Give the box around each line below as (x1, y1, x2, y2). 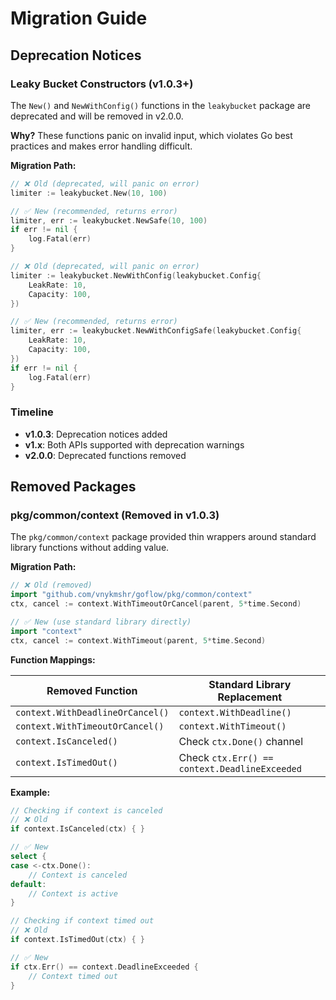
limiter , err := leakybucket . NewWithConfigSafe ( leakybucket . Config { (10, 326, 302, 336)
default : (10, 879, 47, 889)
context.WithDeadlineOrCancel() (15, 707, 170, 718)
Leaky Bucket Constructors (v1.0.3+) (10, 77, 194, 91)
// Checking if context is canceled (10, 805, 163, 816)
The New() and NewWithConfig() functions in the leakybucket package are (10, 99, 311, 111)
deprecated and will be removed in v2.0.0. (10, 110, 184, 122)
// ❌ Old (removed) (10, 580, 93, 591)
